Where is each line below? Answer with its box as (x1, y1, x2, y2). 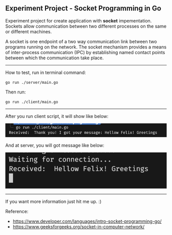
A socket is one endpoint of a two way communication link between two (5, 38, 157, 44)
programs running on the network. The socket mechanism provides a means (5, 43, 167, 50)
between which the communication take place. (5, 55, 104, 61)
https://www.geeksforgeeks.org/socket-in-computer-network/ (12, 224, 145, 230)
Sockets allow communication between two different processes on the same (5, 23, 167, 29)
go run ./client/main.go (5, 99, 58, 104)
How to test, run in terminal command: (5, 69, 86, 76)
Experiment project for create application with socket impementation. (5, 17, 152, 24)
